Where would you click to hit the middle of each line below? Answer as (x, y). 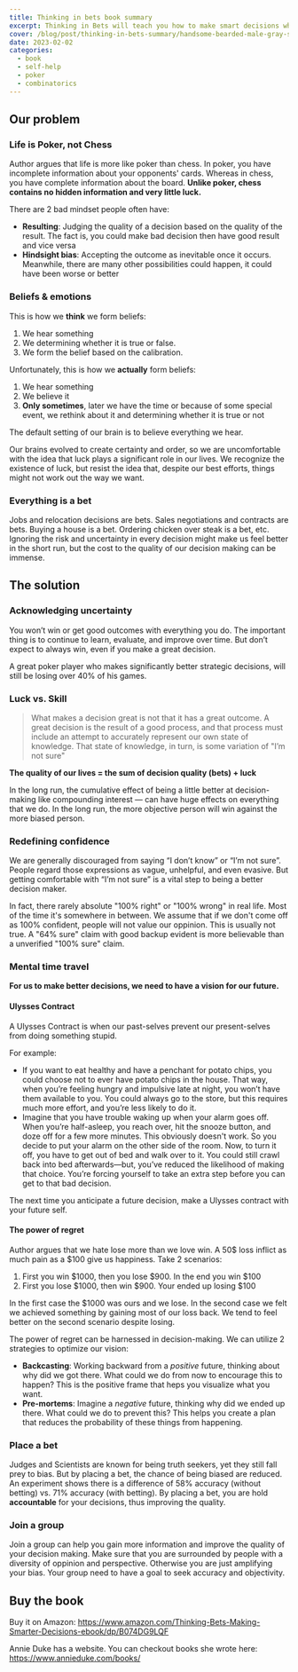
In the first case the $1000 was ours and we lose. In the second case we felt (148, 1303)
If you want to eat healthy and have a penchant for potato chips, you (147, 1069)
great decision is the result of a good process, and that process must (157, 727)
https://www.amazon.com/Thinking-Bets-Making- (169, 1622)
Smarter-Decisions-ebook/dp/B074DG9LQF (89, 1632)
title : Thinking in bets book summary (81, 17)
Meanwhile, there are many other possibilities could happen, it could (147, 264)
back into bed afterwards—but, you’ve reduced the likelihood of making (153, 1164)
